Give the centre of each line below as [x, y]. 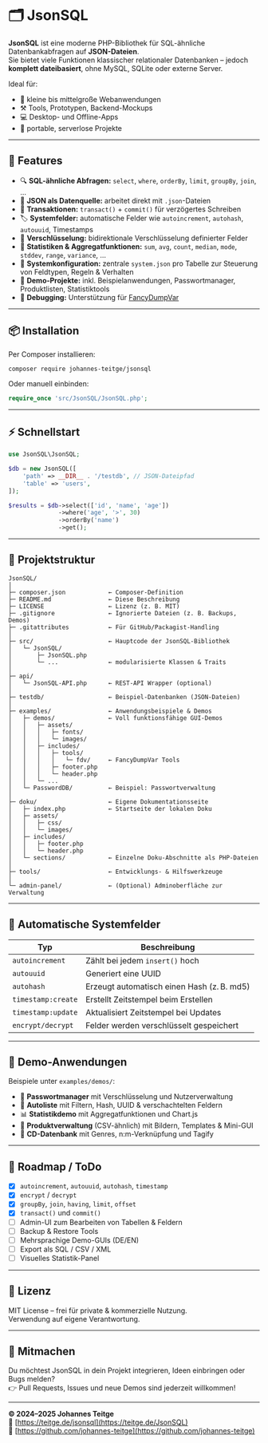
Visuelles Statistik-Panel [59, 1258]
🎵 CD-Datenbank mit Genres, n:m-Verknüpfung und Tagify [116, 1134]
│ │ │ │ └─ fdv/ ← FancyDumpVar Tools [94, 760]
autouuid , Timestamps [57, 229]
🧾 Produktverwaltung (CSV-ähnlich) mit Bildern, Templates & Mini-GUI [136, 1125]
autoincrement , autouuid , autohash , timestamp [94, 1186]
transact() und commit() [60, 1213]
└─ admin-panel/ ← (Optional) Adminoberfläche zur [116, 886]
